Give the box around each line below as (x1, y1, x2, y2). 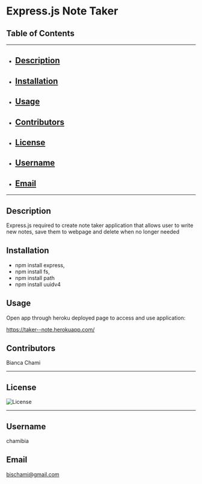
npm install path (14, 274, 55, 281)
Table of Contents (6, 28, 75, 39)
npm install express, (14, 261, 65, 268)
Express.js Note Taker (6, 4, 118, 18)
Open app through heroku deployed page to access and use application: (6, 314, 186, 321)
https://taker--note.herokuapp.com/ (6, 326, 95, 333)
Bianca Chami (6, 359, 41, 367)
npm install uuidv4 (14, 281, 61, 288)
